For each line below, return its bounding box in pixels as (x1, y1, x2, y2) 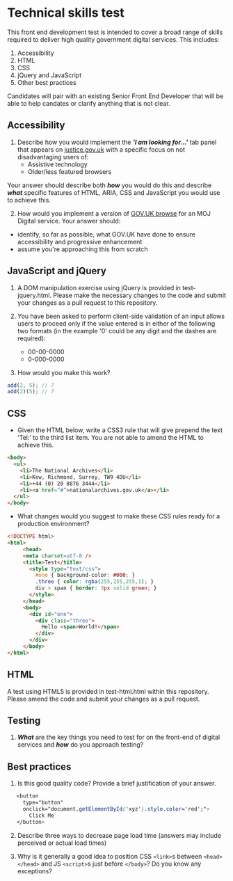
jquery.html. (17, 291, 52, 299)
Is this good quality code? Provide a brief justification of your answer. (17, 779, 216, 788)
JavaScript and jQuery (7, 265, 106, 277)
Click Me (29, 812, 54, 819)
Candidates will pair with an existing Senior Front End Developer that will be (7, 92, 224, 100)
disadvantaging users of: (17, 152, 89, 161)
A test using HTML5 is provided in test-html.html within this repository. (7, 687, 209, 695)
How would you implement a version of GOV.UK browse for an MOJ (17, 209, 211, 217)
